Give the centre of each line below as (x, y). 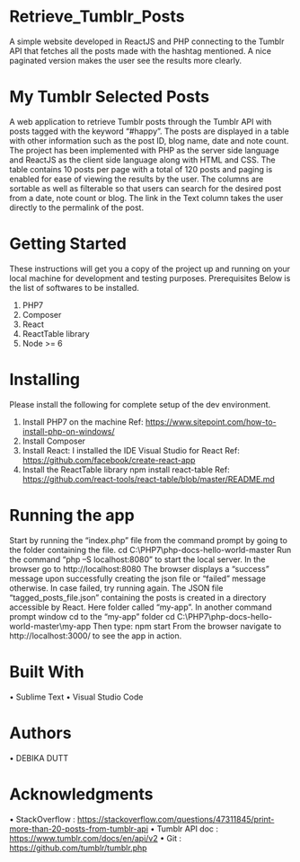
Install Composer (54, 441)
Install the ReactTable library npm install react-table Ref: (126, 470)
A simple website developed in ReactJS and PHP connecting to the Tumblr (147, 41)
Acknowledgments (82, 794)
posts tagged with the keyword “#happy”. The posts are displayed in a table (149, 131)
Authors (40, 733)
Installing (45, 380)
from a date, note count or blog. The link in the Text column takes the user (146, 198)
